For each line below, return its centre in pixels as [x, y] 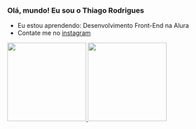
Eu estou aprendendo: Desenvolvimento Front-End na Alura [103, 26]
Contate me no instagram [54, 33]
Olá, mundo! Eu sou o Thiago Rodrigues [76, 10]
